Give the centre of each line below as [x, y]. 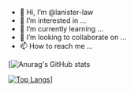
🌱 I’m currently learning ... [61, 29]
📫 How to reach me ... [56, 46]
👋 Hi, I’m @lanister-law [56, 12]
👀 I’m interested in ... [53, 20]
